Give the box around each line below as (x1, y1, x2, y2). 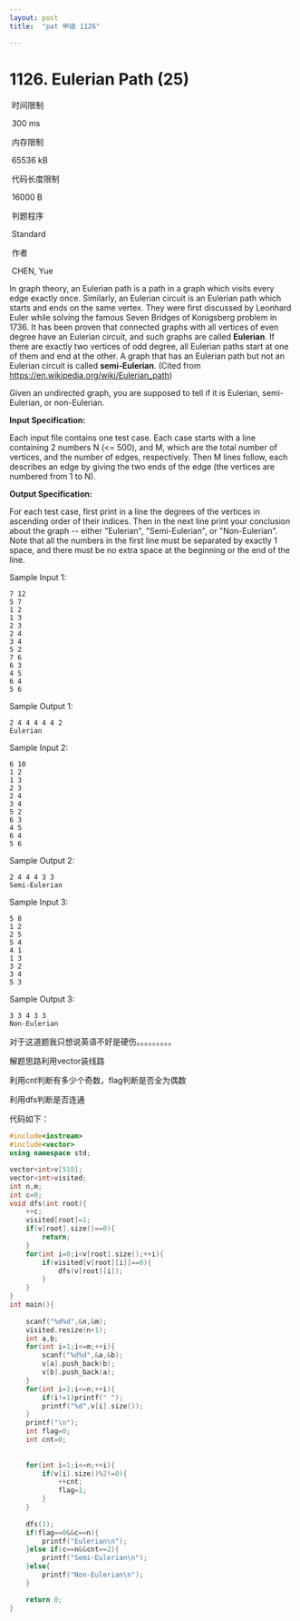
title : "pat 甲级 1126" (9, 22, 101, 31)
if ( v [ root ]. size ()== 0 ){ (25, 1224, 116, 1233)
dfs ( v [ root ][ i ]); (57, 1266, 124, 1276)
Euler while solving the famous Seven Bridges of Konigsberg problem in (9, 312, 277, 323)
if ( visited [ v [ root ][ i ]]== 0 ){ (42, 1258, 152, 1267)
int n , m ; (9, 1181, 43, 1191)
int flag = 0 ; (25, 1427, 71, 1436)
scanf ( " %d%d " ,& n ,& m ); (25, 1317, 107, 1326)
